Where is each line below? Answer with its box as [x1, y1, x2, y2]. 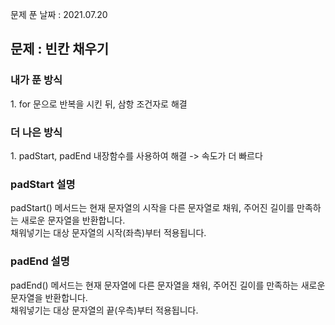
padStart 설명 [10, 177, 76, 191]
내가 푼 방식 [10, 73, 63, 87]
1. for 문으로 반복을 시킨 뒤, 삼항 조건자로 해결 [10, 98, 188, 110]
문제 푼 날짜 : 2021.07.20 [10, 9, 108, 20]
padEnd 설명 [10, 254, 70, 268]
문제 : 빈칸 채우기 [10, 41, 110, 58]
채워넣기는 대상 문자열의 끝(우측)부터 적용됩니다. [10, 304, 199, 316]
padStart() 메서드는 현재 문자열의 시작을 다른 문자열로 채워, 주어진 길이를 [10, 202, 295, 214]
